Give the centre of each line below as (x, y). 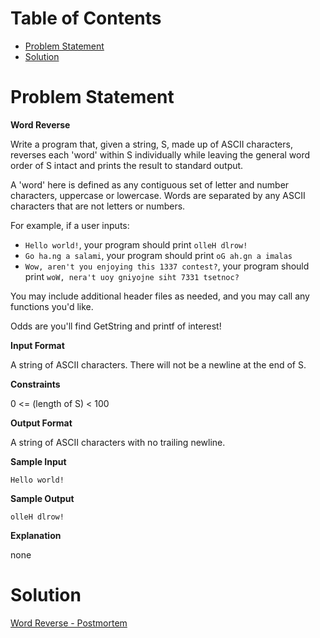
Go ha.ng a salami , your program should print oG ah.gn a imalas (158, 255)
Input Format (37, 345)
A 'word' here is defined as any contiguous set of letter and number (150, 184)
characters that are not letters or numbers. (98, 206)
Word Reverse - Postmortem (69, 623)
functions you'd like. (52, 306)
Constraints (35, 384)
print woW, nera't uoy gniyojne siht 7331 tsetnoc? (132, 276)
